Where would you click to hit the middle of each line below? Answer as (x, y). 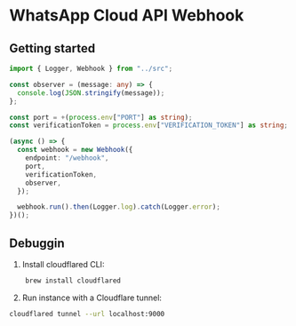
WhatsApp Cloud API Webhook (127, 16)
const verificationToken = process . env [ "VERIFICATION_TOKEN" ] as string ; (149, 125)
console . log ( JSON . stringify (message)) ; (91, 93)
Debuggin (37, 243)
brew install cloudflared (73, 281)
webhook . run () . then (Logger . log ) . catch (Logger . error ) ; (119, 207)
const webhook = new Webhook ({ (75, 150)
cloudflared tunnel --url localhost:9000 (87, 314)
